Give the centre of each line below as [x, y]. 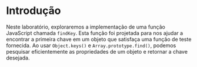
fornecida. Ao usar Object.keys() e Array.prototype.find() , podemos [91, 45]
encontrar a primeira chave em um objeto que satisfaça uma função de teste [99, 39]
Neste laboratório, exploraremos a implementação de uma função [86, 27]
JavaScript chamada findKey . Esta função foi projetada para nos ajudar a [95, 33]
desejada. [18, 58]
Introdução [34, 11]
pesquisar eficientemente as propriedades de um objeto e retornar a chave [97, 51]
